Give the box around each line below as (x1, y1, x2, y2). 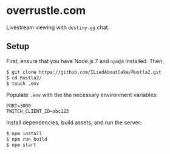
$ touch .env (6, 80, 39, 87)
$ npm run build (6, 136, 47, 142)
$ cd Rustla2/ (6, 75, 42, 81)
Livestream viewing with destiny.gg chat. (6, 24, 110, 31)
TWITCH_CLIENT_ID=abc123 (6, 109, 69, 115)
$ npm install (6, 131, 42, 137)
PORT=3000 (6, 103, 32, 109)
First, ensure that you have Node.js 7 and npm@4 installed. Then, (6, 57, 164, 64)
